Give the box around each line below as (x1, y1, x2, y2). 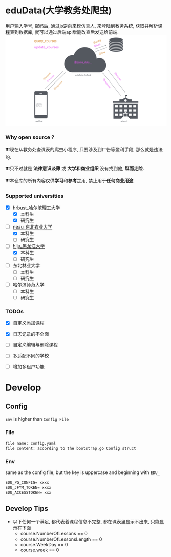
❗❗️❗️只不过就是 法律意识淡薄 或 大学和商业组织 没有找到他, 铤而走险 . (5, 165, 144, 171)
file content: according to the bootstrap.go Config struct (5, 446, 137, 451)
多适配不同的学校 (12, 353, 49, 359)
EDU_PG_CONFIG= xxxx (5, 480, 50, 485)
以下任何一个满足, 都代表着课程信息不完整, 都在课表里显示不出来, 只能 (12, 518, 160, 524)
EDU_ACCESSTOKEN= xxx (5, 490, 52, 496)
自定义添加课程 (12, 320, 45, 326)
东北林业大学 (12, 262, 40, 269)
